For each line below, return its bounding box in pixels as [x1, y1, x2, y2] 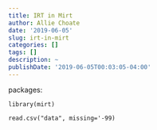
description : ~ [8, 56, 59, 64]
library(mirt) [8, 100, 56, 108]
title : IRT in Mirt [8, 11, 73, 20]
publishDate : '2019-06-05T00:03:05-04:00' [8, 63, 151, 71]
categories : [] [8, 41, 59, 49]
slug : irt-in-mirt [8, 33, 69, 42]
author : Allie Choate [8, 19, 80, 27]
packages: [8, 85, 43, 94]
